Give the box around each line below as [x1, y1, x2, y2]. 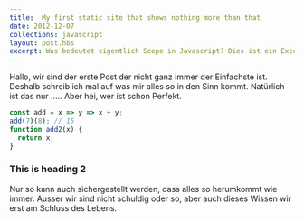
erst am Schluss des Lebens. [9, 202, 118, 213]
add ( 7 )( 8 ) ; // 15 [9, 116, 75, 125]
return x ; [17, 133, 54, 143]
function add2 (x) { [9, 124, 83, 134]
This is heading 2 [9, 163, 87, 176]
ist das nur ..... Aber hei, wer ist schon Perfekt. [9, 91, 183, 102]
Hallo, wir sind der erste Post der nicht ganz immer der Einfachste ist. [9, 71, 269, 82]
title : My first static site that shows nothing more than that [9, 13, 261, 23]
